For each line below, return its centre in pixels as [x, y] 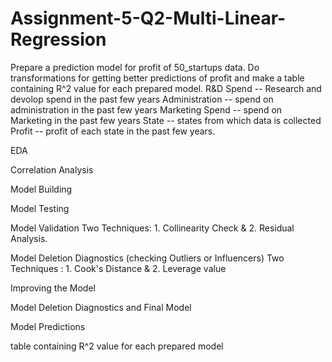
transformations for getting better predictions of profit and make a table [157, 78]
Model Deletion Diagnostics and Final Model [101, 307]
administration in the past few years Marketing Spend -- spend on [146, 109]
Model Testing [40, 208]
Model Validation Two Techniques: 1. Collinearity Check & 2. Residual [152, 228]
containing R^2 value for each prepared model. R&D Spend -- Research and [166, 88]
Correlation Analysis [52, 169]
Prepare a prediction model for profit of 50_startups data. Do [135, 67]
